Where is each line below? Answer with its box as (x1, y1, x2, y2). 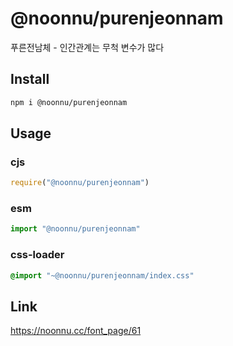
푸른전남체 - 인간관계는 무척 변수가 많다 (10, 41, 165, 53)
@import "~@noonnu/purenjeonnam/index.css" (10, 270, 195, 281)
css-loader (10, 248, 65, 262)
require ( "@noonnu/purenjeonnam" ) (10, 178, 150, 188)
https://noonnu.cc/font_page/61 (10, 325, 142, 337)
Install (10, 71, 50, 88)
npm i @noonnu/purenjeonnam (10, 97, 128, 107)
